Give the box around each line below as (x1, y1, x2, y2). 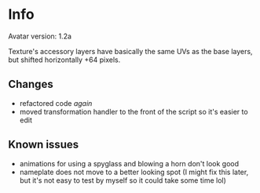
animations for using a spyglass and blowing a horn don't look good (19, 158, 240, 168)
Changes (8, 78, 53, 91)
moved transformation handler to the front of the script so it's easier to (19, 107, 249, 116)
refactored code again (19, 98, 93, 107)
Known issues (8, 138, 79, 151)
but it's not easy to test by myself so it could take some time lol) (19, 175, 226, 185)
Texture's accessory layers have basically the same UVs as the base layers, (8, 46, 253, 56)
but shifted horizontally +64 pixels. (8, 55, 121, 64)
